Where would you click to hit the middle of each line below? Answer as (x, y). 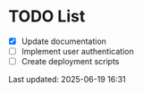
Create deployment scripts (70, 62)
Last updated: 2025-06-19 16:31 (67, 80)
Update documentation (63, 41)
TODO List (47, 17)
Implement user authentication (78, 51)
